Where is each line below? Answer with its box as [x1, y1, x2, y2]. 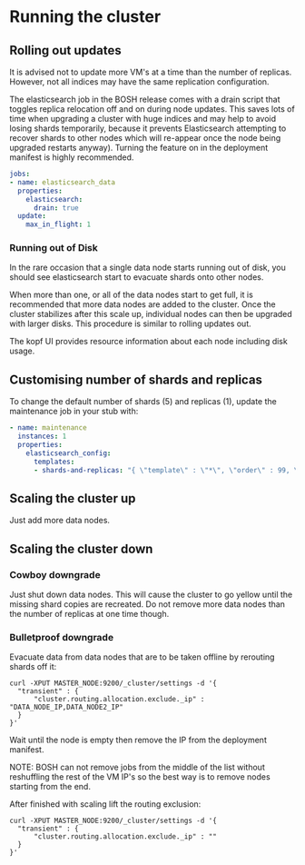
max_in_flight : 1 [25, 220, 92, 229]
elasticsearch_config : [25, 448, 112, 458]
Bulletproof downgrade [9, 631, 114, 643]
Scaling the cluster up [9, 491, 136, 506]
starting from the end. [9, 781, 91, 792]
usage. [9, 345, 35, 356]
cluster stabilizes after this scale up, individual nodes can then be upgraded [9, 309, 292, 320]
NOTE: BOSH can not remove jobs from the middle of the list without [9, 761, 265, 773]
